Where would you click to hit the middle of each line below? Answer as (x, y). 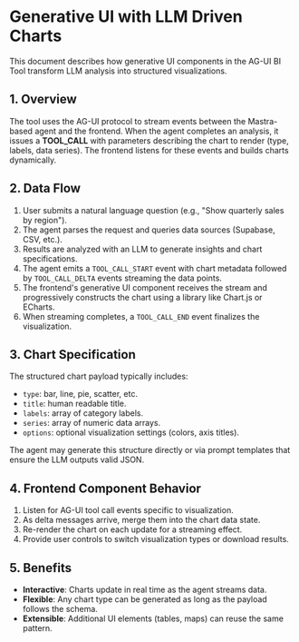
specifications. (50, 258)
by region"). (45, 220)
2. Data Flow (45, 188)
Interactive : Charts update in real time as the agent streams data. (145, 589)
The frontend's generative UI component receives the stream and (145, 287)
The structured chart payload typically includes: (99, 376)
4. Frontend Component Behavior (106, 488)
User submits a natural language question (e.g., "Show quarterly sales (153, 210)
